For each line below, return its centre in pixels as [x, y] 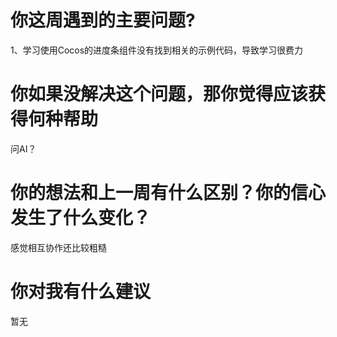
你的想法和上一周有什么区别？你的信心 [168, 193]
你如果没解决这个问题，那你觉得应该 [159, 94]
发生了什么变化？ [81, 218]
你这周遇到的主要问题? [103, 20]
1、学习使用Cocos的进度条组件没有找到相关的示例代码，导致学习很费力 [157, 50]
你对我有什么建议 [81, 292]
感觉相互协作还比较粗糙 [58, 247]
